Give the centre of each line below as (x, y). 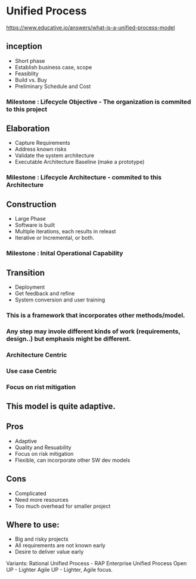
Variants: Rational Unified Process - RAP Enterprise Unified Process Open (97, 563)
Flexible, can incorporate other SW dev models (72, 460)
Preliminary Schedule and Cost (53, 86)
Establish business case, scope (53, 67)
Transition (26, 272)
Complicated (30, 493)
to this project (27, 109)
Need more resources (41, 499)
